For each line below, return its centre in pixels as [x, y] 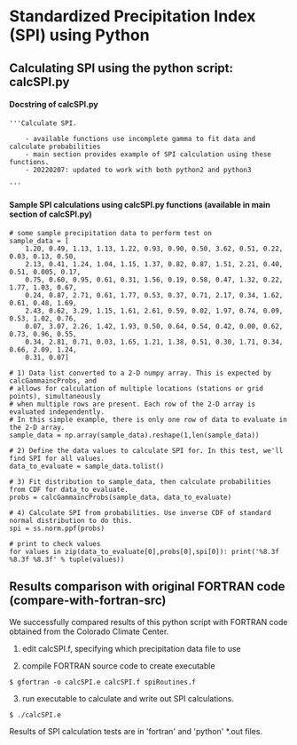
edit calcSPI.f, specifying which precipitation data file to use [131, 648]
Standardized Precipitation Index [133, 16]
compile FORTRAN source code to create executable [118, 666]
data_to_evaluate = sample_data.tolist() [87, 466]
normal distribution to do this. [71, 520]
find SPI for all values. [57, 458]
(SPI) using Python [79, 35]
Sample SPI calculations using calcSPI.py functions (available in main [140, 205]
